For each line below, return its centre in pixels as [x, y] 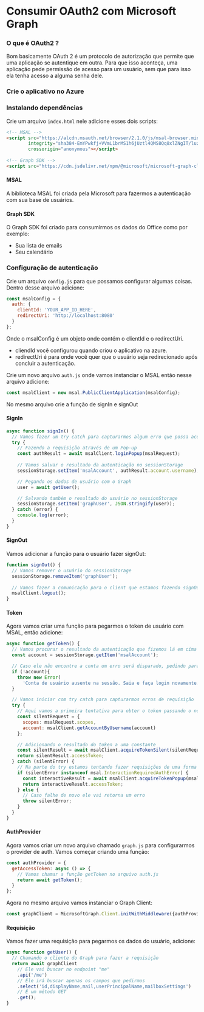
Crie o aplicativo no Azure [45, 91]
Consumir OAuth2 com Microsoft [91, 11]
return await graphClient [45, 964]
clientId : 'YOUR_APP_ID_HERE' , [57, 310]
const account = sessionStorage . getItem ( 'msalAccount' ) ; [85, 655]
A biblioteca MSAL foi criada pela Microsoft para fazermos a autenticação [99, 193]
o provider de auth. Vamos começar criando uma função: [78, 851]
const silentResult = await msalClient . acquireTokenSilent [93, 750]
